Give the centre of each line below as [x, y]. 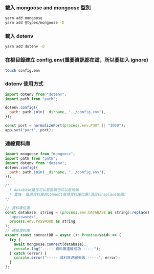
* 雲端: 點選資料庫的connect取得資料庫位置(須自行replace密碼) [68, 195]
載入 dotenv [19, 36]
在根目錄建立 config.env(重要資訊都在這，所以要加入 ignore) [77, 60]
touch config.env [23, 70]
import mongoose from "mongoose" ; [40, 154]
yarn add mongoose [24, 18]
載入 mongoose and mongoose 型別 [48, 7]
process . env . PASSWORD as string [43, 221]
